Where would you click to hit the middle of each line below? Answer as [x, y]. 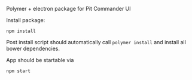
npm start [19, 71]
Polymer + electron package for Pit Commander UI [68, 9]
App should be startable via [40, 60]
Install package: [26, 20]
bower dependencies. [33, 48]
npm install [21, 31]
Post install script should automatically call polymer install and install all [96, 42]
